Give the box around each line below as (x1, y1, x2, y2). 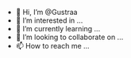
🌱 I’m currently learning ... (15, 24, 101, 33)
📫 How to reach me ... (15, 42, 90, 50)
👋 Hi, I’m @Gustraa (15, 8, 78, 16)
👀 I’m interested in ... (15, 16, 83, 25)
